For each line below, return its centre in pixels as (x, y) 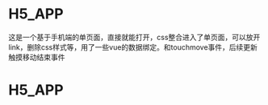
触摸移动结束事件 (37, 57)
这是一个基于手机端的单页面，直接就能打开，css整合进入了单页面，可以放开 (134, 37)
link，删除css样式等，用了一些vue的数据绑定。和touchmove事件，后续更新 (133, 47)
